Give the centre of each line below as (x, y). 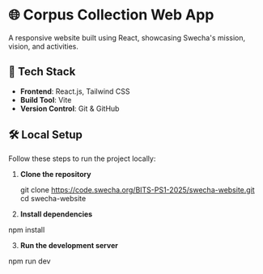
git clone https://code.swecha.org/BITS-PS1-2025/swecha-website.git (137, 190)
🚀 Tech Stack (42, 72)
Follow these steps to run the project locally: (82, 158)
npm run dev (30, 261)
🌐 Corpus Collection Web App (111, 15)
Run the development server (69, 245)
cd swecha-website (53, 198)
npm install (27, 230)
